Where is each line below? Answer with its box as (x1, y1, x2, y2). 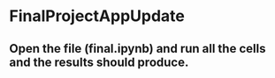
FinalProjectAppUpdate (9, 6, 186, 26)
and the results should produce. (9, 54, 189, 69)
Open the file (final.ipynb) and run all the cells (9, 41, 266, 56)
